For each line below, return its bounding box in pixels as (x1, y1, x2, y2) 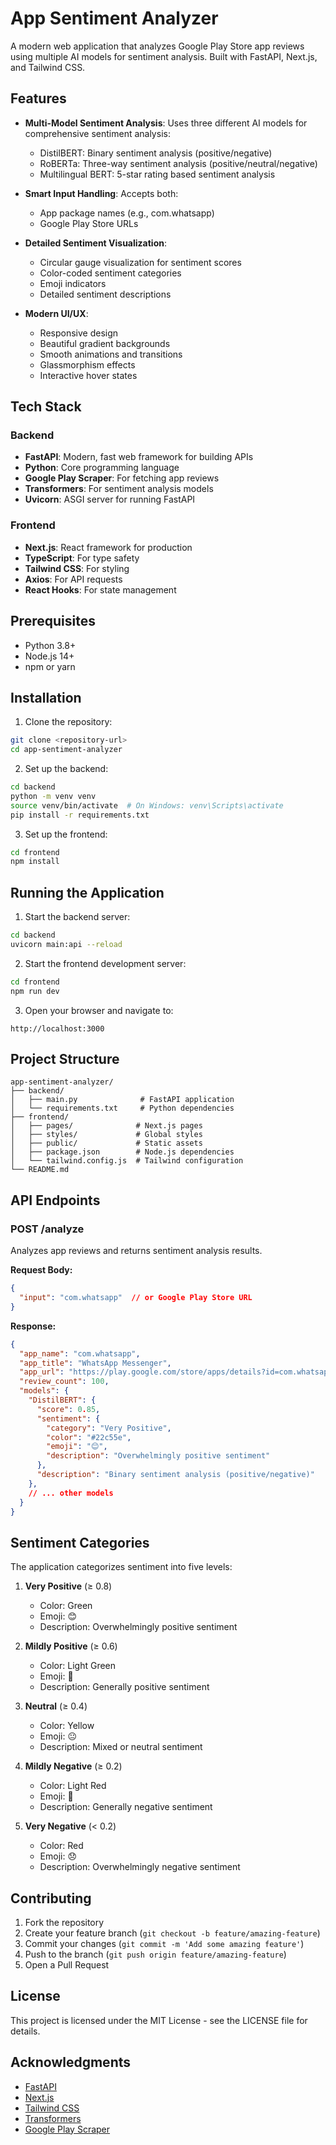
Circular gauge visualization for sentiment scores (39, 256, 242, 268)
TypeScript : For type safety (24, 552, 140, 564)
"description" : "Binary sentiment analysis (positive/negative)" (36, 1470, 315, 1480)
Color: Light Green (39, 1660, 117, 1672)
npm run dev (10, 986, 60, 996)
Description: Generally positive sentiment (39, 1681, 210, 1693)
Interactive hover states (39, 369, 138, 381)
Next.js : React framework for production (24, 541, 193, 553)
